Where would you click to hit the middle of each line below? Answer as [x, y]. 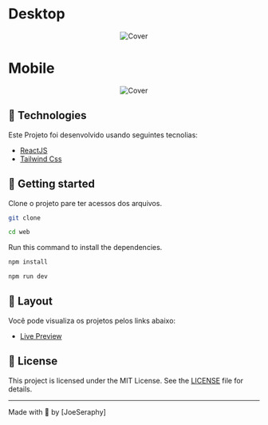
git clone [25, 218]
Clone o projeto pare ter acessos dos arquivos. [85, 203]
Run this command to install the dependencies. [85, 248]
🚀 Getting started [52, 184]
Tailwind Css [41, 159]
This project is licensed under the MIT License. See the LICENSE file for [126, 380]
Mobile [32, 68]
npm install [28, 262]
